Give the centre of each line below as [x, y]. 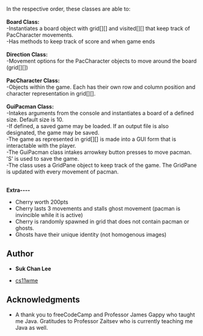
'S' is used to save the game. [43, 158]
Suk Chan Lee [33, 269]
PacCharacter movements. [40, 35]
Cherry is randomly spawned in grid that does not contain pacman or [102, 221]
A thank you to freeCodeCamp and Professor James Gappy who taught [105, 315]
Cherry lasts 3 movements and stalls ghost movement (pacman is [98, 208]
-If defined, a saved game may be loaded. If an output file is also [88, 126]
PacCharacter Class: [33, 80]
